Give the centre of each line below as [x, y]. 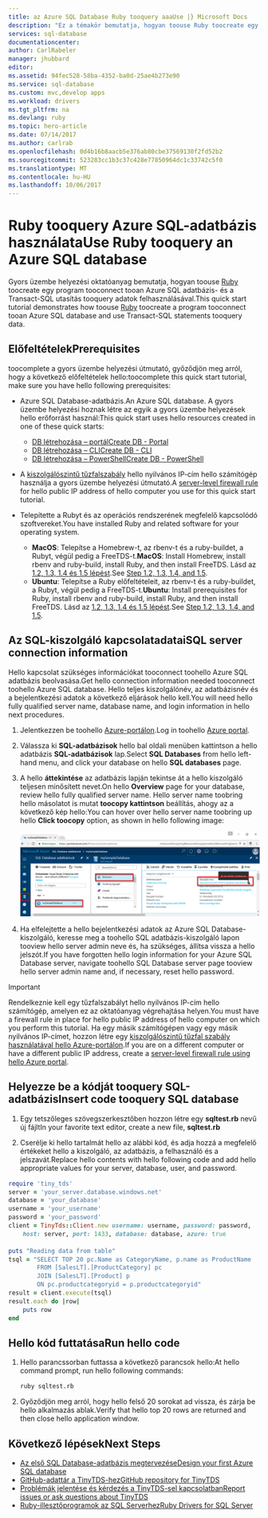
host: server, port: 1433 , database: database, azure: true [124, 1234]
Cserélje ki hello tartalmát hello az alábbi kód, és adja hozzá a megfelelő [138, 1142]
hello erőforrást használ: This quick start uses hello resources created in [138, 417]
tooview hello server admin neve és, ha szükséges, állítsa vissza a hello [137, 946]
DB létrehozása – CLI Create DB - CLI [92, 450]
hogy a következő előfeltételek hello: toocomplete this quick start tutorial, [128, 377]
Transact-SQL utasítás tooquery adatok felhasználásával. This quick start [128, 298]
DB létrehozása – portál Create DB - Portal [100, 441]
